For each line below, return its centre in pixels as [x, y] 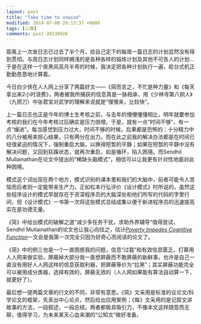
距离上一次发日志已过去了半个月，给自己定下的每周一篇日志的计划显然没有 [98, 52]
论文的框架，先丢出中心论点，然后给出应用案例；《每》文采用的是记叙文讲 [102, 300]
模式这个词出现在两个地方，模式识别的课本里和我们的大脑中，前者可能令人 [98, 179]
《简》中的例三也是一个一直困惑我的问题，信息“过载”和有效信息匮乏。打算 [98, 250]
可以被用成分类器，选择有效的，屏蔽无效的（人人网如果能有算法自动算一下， [100, 272]
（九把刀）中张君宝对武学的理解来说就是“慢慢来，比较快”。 [79, 102]
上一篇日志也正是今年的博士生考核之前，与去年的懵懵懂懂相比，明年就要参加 [100, 115]
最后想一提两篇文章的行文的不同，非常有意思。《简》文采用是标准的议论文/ [98, 292]
